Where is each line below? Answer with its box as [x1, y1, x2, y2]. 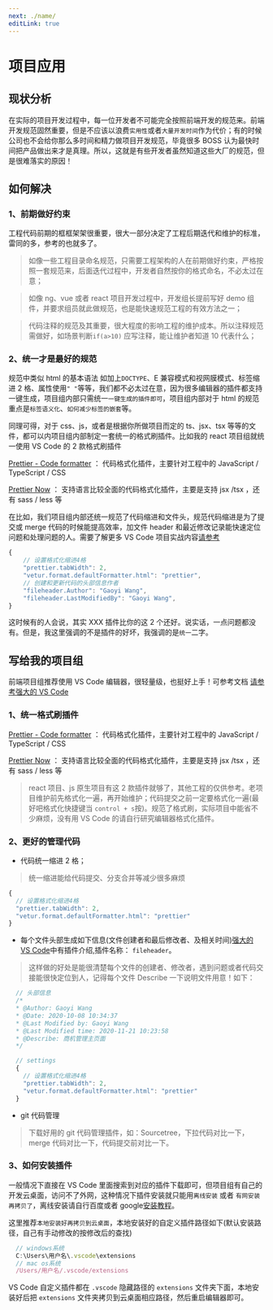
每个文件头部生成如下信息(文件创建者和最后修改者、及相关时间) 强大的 [19, 935, 254, 945]
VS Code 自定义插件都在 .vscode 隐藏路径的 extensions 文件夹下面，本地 [8, 1282, 253, 1292]
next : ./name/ [8, 11, 57, 20]
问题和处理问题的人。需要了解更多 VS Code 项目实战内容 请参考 [8, 532, 220, 542]
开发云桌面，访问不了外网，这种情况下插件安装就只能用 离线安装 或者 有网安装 [8, 1190, 261, 1200]
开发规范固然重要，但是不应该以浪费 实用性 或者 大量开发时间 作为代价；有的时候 [8, 125, 262, 135]
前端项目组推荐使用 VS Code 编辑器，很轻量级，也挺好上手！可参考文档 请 [8, 677, 258, 687]
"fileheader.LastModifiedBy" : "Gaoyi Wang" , [23, 594, 176, 602]
